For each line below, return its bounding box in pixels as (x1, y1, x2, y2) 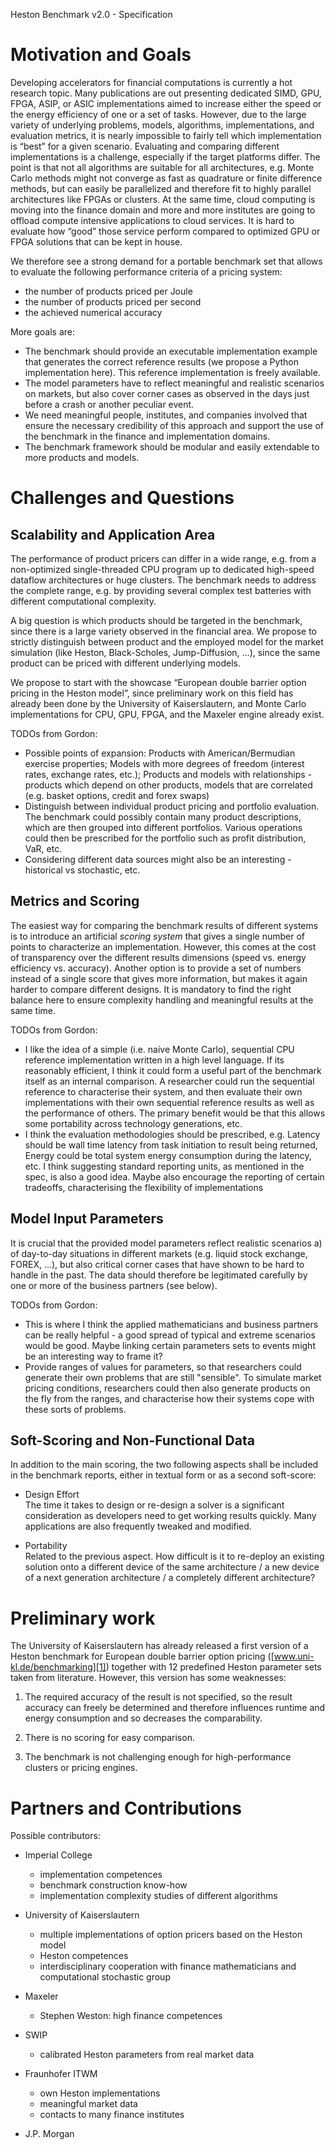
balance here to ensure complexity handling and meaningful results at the (10, 994, 314, 1006)
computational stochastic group (39, 1971, 171, 1983)
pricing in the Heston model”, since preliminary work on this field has (10, 687, 294, 699)
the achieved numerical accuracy (24, 306, 163, 318)
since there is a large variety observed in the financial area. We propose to (10, 625, 317, 637)
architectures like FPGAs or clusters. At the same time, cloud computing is (10, 193, 316, 205)
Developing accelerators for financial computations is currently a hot (10, 76, 293, 88)
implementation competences (39, 1869, 163, 1881)
